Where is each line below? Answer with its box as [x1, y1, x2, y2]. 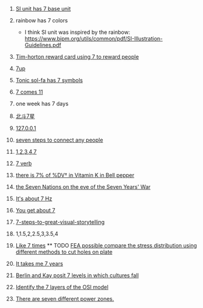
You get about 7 [15, 207, 56, 214]
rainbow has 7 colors [15, 17, 68, 24]
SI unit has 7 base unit [15, 5, 71, 12]
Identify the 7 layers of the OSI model [15, 284, 109, 290]
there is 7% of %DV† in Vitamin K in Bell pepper [15, 172, 135, 179]
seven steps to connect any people [15, 136, 103, 143]
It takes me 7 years [15, 260, 63, 267]
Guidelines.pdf [24, 42, 62, 48]
